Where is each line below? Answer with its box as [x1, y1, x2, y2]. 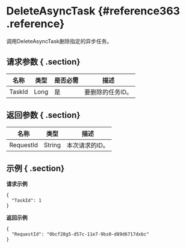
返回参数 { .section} [6, 110, 81, 121]
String [43, 141, 61, 149]
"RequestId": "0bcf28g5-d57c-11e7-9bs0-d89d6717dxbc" [11, 231, 149, 238]
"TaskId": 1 [11, 198, 42, 204]
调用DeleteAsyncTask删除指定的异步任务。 [6, 37, 113, 44]
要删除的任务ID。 [84, 88, 133, 96]
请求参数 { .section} [6, 57, 81, 67]
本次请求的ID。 [66, 141, 110, 150]
